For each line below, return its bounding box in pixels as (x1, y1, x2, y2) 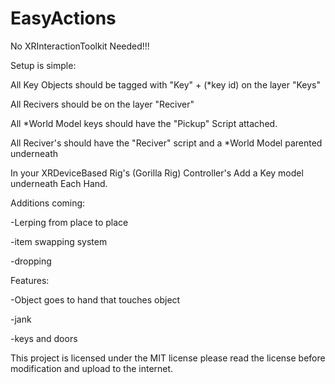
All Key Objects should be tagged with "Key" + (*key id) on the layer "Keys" (10, 78, 322, 91)
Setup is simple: (10, 59, 77, 71)
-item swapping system (10, 235, 108, 247)
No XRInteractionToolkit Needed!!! (10, 40, 150, 52)
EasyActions (10, 7, 117, 30)
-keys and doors (10, 332, 78, 344)
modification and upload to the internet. (10, 362, 174, 374)
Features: (10, 274, 50, 286)
